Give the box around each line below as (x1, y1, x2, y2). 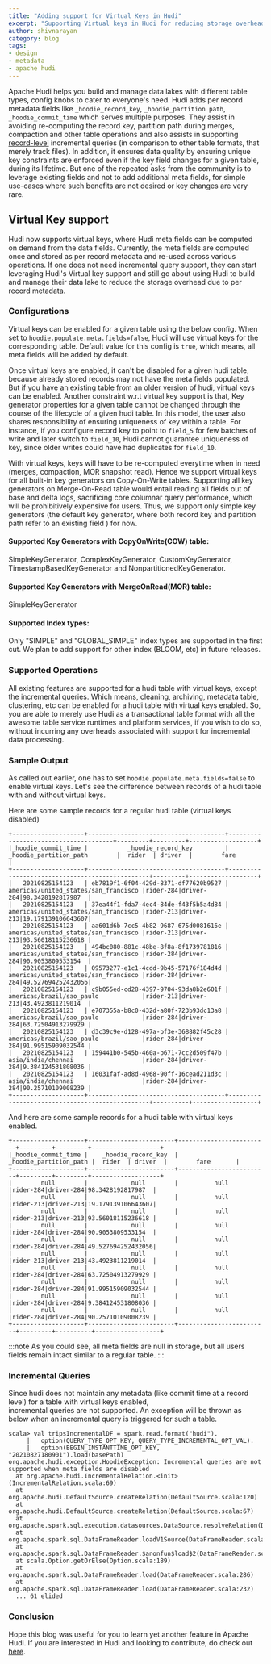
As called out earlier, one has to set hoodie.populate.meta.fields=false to (8, 773, 256, 783)
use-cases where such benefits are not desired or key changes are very (8, 181, 248, 190)
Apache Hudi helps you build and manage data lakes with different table (8, 86, 248, 96)
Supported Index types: (8, 618, 90, 628)
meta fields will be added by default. (8, 349, 129, 359)
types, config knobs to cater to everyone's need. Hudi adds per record (8, 94, 244, 105)
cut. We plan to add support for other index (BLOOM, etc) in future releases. (8, 645, 261, 654)
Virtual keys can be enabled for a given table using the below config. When (8, 324, 258, 333)
